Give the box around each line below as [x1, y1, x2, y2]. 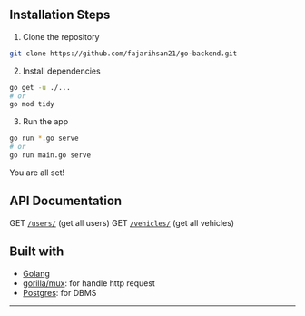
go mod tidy [9, 100, 54, 109]
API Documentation [9, 193, 123, 209]
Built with [9, 244, 64, 260]
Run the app [22, 116, 69, 127]
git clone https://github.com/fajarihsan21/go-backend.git [9, 49, 238, 58]
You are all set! [9, 167, 65, 178]
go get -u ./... [9, 83, 71, 92]
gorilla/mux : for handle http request [22, 277, 156, 289]
